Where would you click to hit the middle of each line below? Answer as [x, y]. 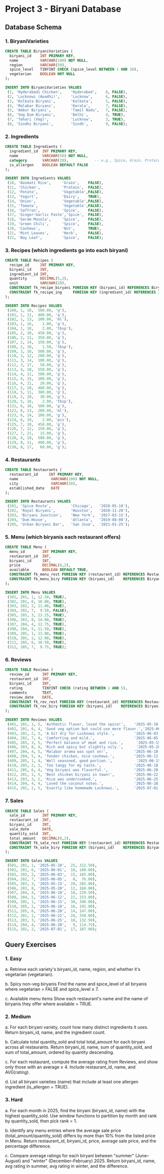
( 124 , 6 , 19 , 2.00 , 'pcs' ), [39, 420]
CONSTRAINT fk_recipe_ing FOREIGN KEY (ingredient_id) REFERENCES [83, 292]
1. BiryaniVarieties [27, 41]
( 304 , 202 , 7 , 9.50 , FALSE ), [38, 611]
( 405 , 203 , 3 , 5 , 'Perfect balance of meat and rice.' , [65, 743]
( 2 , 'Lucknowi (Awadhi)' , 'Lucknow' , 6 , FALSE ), [67, 97]
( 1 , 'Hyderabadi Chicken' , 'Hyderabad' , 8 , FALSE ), [67, 92]
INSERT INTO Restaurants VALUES [38, 501]
